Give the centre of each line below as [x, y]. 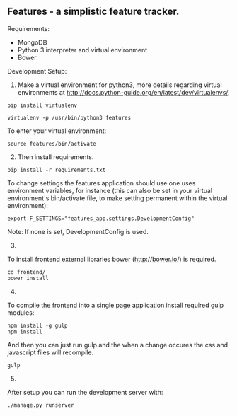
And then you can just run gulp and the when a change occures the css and [118, 345]
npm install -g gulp [38, 325]
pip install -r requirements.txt [57, 170]
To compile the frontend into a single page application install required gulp [116, 305]
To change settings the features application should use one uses [102, 183]
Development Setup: [37, 71]
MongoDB [32, 42]
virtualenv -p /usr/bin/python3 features [69, 117]
